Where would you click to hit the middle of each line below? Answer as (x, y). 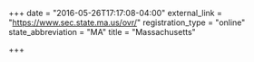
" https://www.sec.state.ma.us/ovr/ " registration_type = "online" (127, 22)
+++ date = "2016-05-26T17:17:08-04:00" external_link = (116, 13)
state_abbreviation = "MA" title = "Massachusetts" (102, 32)
